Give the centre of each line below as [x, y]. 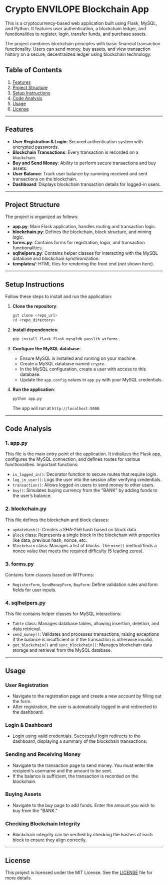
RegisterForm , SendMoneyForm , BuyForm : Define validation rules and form [85, 584]
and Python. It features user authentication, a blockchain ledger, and [76, 28]
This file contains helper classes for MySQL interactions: [63, 614]
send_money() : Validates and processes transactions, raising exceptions [85, 634]
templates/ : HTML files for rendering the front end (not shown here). [83, 264]
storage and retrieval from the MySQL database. [62, 650]
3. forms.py [19, 564]
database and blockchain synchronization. [56, 259]
